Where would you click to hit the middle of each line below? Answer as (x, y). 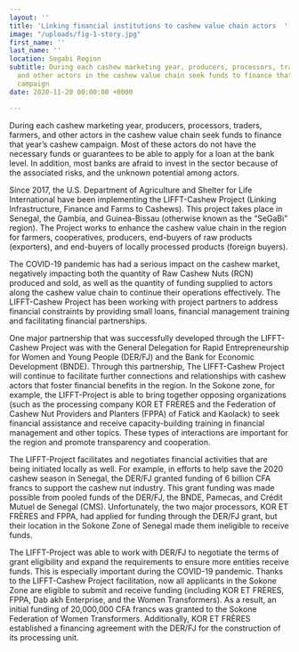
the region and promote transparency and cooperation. (110, 442)
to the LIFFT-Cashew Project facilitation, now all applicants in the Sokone (143, 581)
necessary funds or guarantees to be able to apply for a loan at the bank (142, 153)
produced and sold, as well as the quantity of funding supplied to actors (141, 282)
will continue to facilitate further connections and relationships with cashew (148, 376)
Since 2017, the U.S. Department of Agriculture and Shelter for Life (131, 190)
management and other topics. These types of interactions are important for (149, 432)
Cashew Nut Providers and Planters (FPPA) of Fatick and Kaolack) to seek (145, 413)
